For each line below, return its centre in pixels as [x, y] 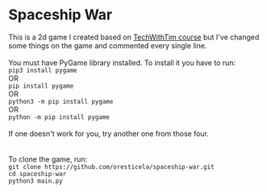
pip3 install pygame [43, 70]
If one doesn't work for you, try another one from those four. [109, 133]
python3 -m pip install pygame [61, 101]
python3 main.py [35, 181]
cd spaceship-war [38, 174]
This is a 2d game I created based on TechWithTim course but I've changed [134, 37]
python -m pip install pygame [59, 117]
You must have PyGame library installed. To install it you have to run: [122, 63]
